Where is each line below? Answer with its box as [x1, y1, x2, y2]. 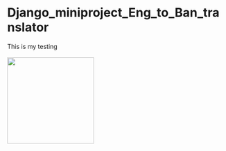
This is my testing [7, 42, 58, 50]
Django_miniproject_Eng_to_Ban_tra [7, 5, 220, 21]
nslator [7, 19, 49, 35]
